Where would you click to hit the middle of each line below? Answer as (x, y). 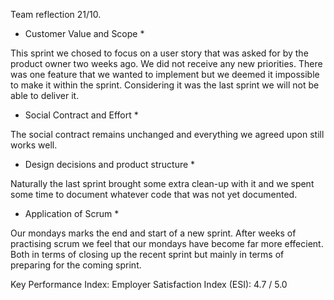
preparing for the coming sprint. (76, 265)
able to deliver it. (45, 95)
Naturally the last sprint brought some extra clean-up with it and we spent (162, 183)
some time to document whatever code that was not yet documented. (154, 194)
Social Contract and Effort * (81, 115)
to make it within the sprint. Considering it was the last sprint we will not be (165, 85)
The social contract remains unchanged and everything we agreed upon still (167, 134)
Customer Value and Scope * (84, 33)
